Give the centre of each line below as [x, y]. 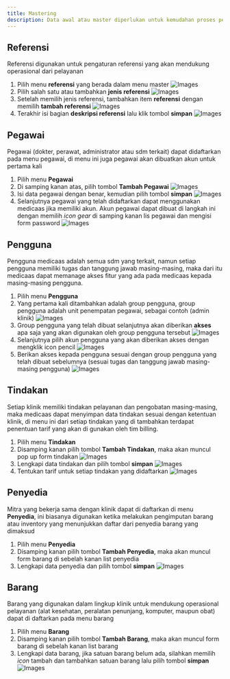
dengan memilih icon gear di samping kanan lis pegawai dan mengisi [114, 216]
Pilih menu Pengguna [48, 296]
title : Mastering [32, 13]
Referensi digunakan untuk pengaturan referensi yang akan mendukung [108, 64]
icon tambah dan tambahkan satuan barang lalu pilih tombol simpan [113, 661]
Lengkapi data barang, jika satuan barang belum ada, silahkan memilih [116, 654]
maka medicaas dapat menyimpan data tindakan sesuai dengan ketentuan [112, 414]
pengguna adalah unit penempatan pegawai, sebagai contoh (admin [113, 310]
